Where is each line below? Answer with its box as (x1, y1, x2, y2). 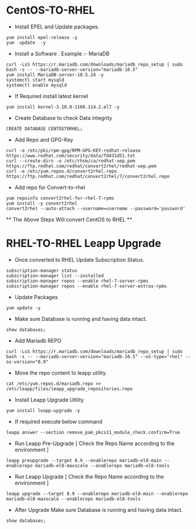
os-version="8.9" (6, 359, 49, 365)
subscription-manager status (6, 267, 78, 274)
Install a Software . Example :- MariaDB (14, 50, 110, 57)
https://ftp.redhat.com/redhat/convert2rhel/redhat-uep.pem (6, 163, 157, 169)
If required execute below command (14, 418, 103, 425)
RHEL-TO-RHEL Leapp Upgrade (6, 237, 161, 250)
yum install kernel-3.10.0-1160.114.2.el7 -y (6, 104, 119, 110)
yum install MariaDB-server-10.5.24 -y (6, 72, 104, 77)
